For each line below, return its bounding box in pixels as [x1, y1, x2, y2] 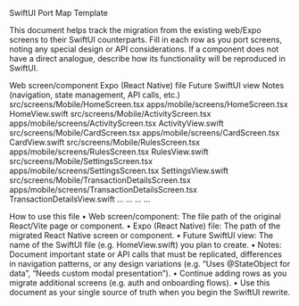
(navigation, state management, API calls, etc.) [9, 89, 181, 100]
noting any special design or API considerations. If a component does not [9, 44, 279, 54]
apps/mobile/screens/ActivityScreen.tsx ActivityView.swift [9, 118, 224, 128]
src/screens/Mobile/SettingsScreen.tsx [9, 156, 154, 166]
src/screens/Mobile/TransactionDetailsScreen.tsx [9, 175, 192, 186]
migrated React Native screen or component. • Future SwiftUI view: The [9, 230, 274, 240]
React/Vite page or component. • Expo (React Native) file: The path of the [9, 220, 281, 231]
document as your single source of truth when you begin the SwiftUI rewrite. [9, 287, 291, 297]
